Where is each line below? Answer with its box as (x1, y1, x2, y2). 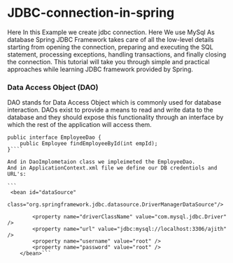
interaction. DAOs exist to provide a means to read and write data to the (7, 106, 213, 114)
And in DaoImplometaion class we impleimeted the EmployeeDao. (7, 158, 196, 165)
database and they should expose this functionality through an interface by (7, 113, 224, 121)
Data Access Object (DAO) (7, 82, 99, 92)
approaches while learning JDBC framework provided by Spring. (7, 65, 194, 73)
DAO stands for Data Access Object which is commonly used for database (7, 98, 222, 107)
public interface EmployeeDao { (7, 134, 101, 141)
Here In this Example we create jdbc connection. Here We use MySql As (7, 28, 215, 36)
